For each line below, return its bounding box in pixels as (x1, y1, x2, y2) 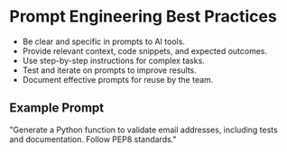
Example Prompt (9, 101, 105, 116)
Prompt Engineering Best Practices (9, 6, 277, 27)
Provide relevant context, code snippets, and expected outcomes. (22, 45, 268, 56)
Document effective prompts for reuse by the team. (22, 74, 214, 85)
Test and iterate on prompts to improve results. (22, 65, 197, 76)
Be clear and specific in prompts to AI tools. (22, 36, 185, 47)
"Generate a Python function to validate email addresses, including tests (9, 124, 278, 135)
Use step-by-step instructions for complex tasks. (22, 55, 205, 66)
